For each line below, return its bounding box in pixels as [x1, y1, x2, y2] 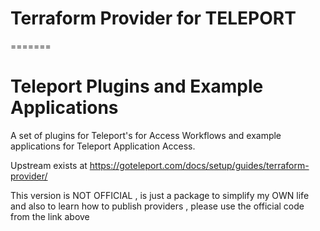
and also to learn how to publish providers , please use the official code [10, 200, 305, 212]
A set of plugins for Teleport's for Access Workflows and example [10, 129, 282, 141]
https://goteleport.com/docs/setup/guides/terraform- [89, 159, 310, 171]
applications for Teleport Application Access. [10, 140, 196, 152]
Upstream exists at [10, 159, 88, 171]
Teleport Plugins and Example [10, 75, 264, 98]
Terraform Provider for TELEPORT [10, 7, 297, 30]
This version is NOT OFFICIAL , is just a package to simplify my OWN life [10, 189, 310, 201]
